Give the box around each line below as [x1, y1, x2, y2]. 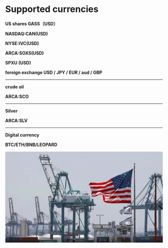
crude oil [5, 83, 24, 89]
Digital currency [5, 131, 39, 138]
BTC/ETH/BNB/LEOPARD [5, 141, 57, 147]
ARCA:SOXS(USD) [5, 50, 44, 56]
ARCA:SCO [5, 93, 29, 99]
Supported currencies [5, 3, 98, 15]
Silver [5, 107, 18, 113]
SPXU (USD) [5, 59, 31, 65]
